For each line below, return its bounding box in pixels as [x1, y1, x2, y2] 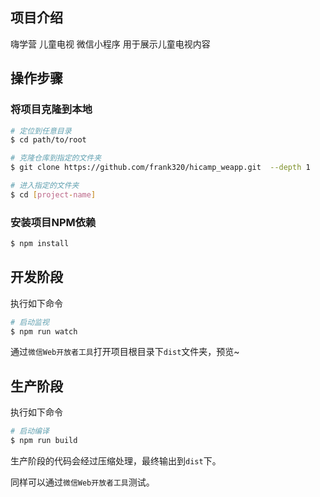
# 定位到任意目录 [10, 126, 72, 136]
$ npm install [10, 239, 70, 249]
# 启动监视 [10, 317, 50, 327]
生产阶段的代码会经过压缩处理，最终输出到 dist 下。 [10, 455, 222, 467]
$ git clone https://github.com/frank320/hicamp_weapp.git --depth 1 [10, 163, 311, 173]
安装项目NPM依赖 [10, 215, 97, 229]
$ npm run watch [10, 326, 78, 337]
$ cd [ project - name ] [10, 189, 97, 200]
